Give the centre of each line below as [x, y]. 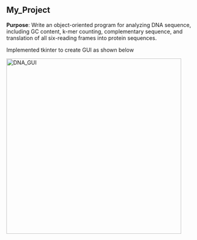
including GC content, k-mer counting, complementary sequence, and [95, 31]
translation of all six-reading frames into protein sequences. [82, 38]
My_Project [28, 10]
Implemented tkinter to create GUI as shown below [70, 50]
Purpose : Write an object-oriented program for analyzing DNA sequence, [99, 25]
